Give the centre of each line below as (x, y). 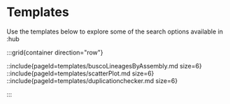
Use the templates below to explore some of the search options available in (115, 31)
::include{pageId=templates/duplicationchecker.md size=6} (92, 80)
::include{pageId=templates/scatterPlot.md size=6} (80, 73)
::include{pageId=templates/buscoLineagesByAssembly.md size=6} (104, 66)
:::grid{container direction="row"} (55, 52)
